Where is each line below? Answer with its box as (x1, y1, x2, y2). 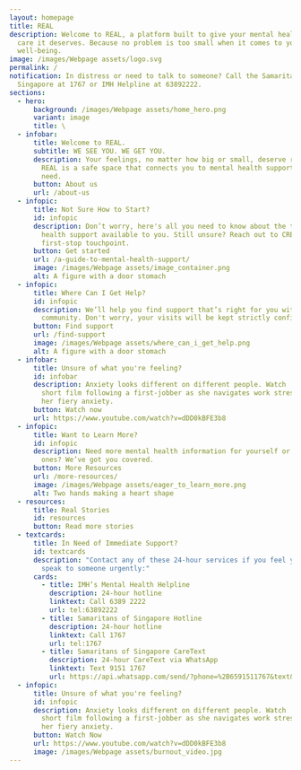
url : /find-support (32, 330, 106, 339)
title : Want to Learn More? (32, 430, 139, 440)
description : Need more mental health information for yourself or (32, 447, 291, 456)
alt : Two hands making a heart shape (32, 488, 175, 498)
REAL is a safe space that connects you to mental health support (41, 163, 295, 172)
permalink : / (9, 64, 58, 73)
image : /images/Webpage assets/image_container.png (32, 264, 230, 273)
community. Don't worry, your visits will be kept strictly (41, 313, 271, 323)
